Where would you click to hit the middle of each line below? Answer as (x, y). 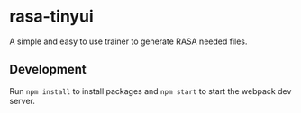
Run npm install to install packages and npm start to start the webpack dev (150, 91)
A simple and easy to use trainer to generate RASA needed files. (128, 41)
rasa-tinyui (51, 17)
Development (48, 70)
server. (23, 100)
